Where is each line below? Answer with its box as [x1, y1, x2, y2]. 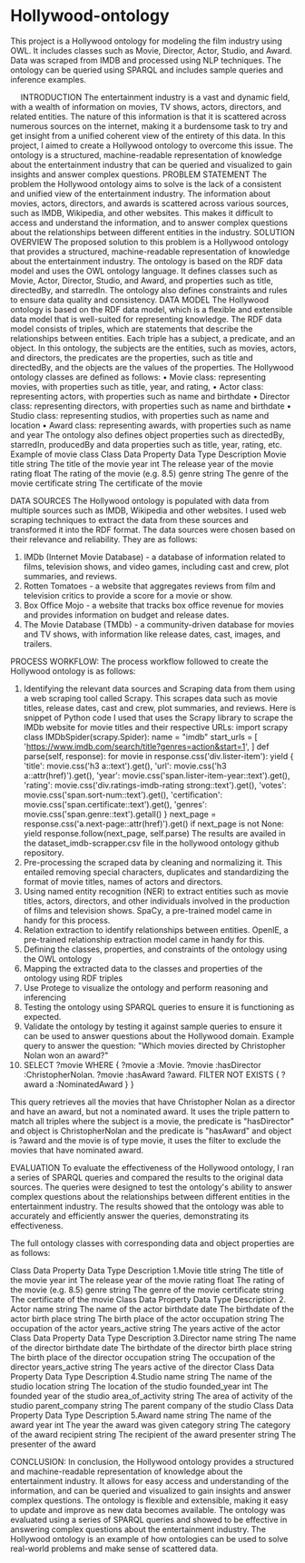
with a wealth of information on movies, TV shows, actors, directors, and [10, 101, 282, 112]
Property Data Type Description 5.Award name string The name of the [10, 1410, 272, 1420]
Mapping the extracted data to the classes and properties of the [23, 963, 263, 974]
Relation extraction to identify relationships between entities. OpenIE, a [23, 924, 289, 935]
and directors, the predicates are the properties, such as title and [10, 351, 253, 363]
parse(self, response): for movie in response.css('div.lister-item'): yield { [23, 750, 294, 761]
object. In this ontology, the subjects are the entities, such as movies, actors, [10, 342, 297, 353]
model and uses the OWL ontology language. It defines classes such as [10, 265, 278, 276]
